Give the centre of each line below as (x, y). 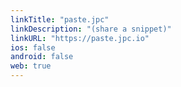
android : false (42, 57)
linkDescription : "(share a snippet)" (91, 29)
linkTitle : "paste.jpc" (60, 19)
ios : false (33, 47)
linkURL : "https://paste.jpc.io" (80, 38)
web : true (31, 66)
